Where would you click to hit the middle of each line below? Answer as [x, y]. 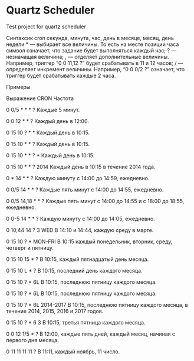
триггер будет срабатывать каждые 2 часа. [61, 75]
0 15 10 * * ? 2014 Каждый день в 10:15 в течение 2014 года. [81, 167]
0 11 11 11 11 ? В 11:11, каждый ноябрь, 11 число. [63, 352]
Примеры [18, 87]
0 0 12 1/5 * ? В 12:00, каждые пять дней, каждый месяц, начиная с [91, 334]
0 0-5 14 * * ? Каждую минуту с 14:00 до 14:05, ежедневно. [80, 218]
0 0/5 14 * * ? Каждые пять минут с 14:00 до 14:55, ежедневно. [85, 190]
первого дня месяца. [32, 340]
